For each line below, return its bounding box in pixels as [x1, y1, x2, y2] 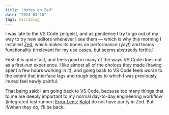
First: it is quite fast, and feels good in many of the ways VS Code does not [5, 57, 162, 63]
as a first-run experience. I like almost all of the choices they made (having [5, 62, 162, 68]
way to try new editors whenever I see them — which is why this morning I [5, 36, 161, 42]
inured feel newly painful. [5, 78, 59, 84]
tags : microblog [5, 17, 40, 22]
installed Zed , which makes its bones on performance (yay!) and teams [5, 42, 154, 48]
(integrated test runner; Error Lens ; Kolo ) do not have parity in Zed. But [5, 99, 154, 105]
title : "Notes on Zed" [5, 7, 53, 13]
